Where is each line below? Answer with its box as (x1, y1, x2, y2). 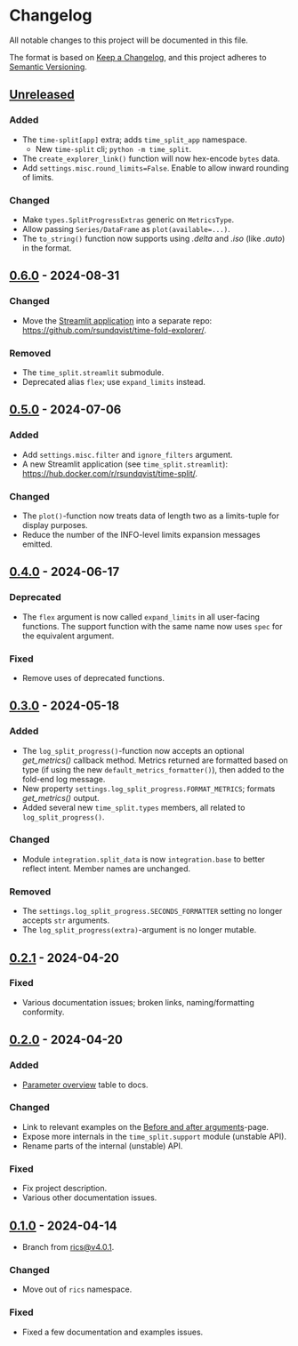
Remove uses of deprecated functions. (21, 672, 165, 683)
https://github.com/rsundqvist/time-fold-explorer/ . (21, 324, 207, 335)
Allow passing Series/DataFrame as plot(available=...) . (21, 223, 231, 234)
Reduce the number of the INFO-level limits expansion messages (21, 529, 261, 540)
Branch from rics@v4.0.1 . (21, 1241, 115, 1252)
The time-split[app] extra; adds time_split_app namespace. (21, 134, 247, 145)
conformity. (21, 1006, 65, 1017)
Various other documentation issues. (21, 1192, 157, 1203)
